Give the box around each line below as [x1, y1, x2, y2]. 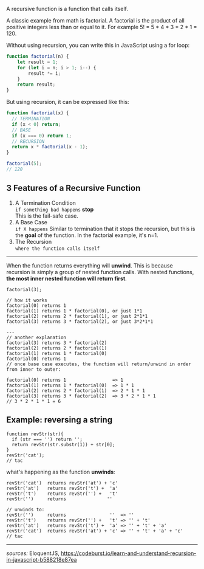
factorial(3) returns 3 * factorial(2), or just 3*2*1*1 [6, 319, 154, 325]
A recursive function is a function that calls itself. [6, 5, 129, 12]
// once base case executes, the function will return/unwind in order [6, 361, 191, 367]
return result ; [17, 81, 56, 88]
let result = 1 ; [17, 59, 59, 65]
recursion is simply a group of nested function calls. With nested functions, [6, 268, 194, 275]
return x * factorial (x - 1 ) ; [12, 144, 88, 150]
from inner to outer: [6, 366, 61, 373]
